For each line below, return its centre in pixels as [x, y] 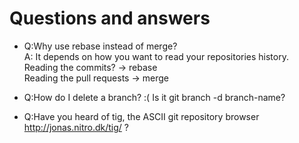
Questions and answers [110, 18]
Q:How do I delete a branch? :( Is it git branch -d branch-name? [154, 97]
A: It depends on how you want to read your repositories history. [156, 56]
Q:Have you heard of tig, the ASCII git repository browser [141, 116]
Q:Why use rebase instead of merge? [100, 46]
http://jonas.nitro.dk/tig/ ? [76, 127]
